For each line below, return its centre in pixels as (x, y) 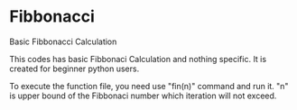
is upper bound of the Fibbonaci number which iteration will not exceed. (143, 96)
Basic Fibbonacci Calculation (63, 41)
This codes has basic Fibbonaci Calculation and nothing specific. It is (138, 59)
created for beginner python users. (74, 69)
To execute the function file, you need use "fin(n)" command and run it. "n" (149, 86)
